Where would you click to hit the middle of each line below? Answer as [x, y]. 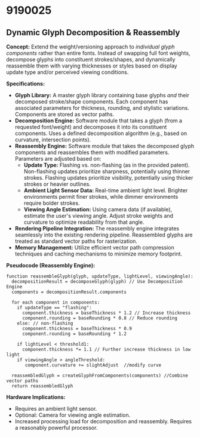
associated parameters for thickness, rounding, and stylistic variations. [102, 108]
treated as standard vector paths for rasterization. [76, 241]
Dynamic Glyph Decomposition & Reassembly [93, 33]
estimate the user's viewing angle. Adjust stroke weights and [99, 216]
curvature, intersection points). [53, 140]
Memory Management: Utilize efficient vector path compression [94, 247]
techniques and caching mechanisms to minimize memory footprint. [99, 254]
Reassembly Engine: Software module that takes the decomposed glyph [104, 146]
